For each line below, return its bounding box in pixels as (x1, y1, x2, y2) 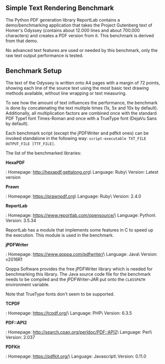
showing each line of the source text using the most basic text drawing (5, 85, 149, 91)
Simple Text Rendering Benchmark (5, 4, 114, 12)
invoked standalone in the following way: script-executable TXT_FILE (5, 135, 146, 141)
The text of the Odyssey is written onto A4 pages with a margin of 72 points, (5, 79, 160, 85)
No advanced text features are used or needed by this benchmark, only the (5, 47, 158, 53)
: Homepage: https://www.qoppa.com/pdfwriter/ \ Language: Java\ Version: (5, 251, 158, 257)
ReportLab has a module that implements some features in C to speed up (5, 227, 154, 233)
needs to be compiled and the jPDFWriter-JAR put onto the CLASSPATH (5, 276, 145, 282)
